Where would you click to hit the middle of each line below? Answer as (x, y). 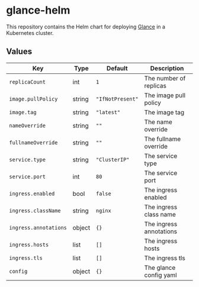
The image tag (164, 112)
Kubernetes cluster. (30, 33)
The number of (165, 78)
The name (158, 122)
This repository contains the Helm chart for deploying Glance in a (86, 27)
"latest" (108, 112)
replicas (155, 85)
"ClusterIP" (113, 159)
